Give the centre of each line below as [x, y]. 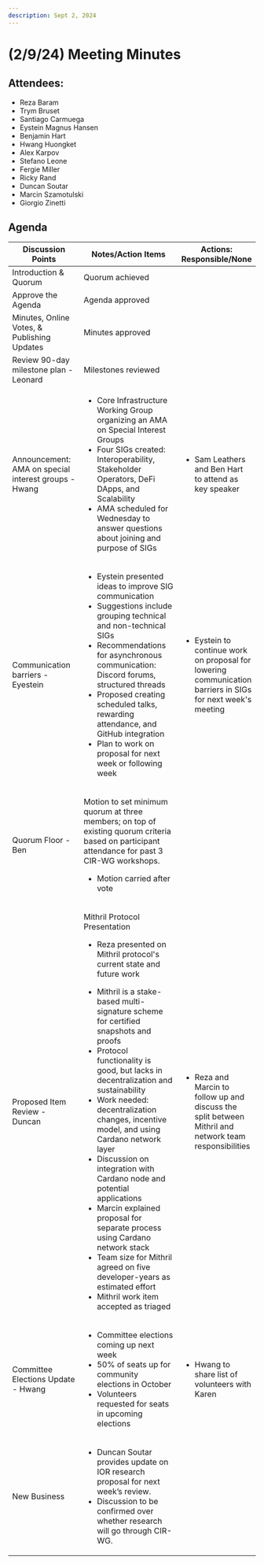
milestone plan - [43, 370]
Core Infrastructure [132, 401]
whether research [130, 1521]
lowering [211, 670]
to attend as [216, 479]
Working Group [125, 410]
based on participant [122, 841]
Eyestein [28, 685]
